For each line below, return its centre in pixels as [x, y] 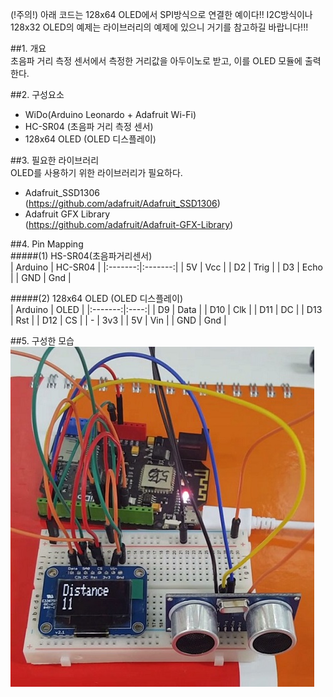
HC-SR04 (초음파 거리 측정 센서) [89, 126]
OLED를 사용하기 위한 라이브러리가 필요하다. [96, 172]
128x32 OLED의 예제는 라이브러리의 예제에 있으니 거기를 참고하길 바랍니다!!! [159, 27]
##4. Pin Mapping [47, 244]
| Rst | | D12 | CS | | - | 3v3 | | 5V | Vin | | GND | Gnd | [118, 320]
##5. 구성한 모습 [42, 341]
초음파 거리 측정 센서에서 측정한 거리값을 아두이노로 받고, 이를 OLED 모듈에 [156, 61]
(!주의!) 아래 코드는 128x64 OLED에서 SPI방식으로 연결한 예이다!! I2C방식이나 [161, 14]
